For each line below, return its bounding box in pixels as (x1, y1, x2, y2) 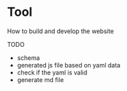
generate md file (16, 75, 64, 83)
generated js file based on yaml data (16, 61, 121, 69)
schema (16, 53, 40, 62)
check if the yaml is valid (16, 68, 88, 77)
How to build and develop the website (7, 27, 115, 35)
